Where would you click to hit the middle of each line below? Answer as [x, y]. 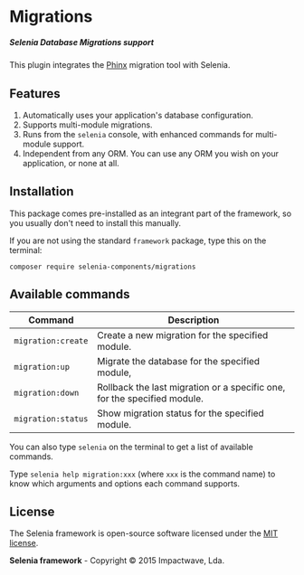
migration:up [42, 367]
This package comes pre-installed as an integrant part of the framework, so [151, 213]
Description [194, 320]
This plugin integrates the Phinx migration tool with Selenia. [120, 65]
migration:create [51, 340]
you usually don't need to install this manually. [95, 222]
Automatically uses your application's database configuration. [138, 115]
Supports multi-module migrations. [87, 125]
